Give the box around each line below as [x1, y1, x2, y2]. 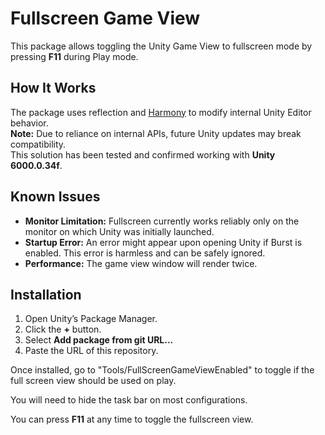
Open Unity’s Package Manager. [24, 313, 158, 325]
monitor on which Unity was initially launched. [24, 225, 215, 237]
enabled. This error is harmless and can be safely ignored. [24, 247, 266, 259]
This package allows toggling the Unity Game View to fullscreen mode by [10, 40, 313, 52]
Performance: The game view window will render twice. [24, 257, 258, 269]
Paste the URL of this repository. [24, 345, 159, 357]
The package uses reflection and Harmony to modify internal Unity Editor [10, 106, 312, 118]
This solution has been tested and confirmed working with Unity [10, 148, 276, 161]
